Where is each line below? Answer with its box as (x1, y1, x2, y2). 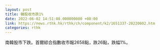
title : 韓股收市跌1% (5, 12, 43, 17)
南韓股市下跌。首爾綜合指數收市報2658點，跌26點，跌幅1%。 (5, 40, 130, 46)
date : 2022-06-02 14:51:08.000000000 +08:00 (5, 16, 98, 21)
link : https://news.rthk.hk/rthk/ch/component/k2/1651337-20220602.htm (5, 21, 155, 26)
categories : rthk (5, 25, 41, 30)
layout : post (5, 7, 32, 12)
